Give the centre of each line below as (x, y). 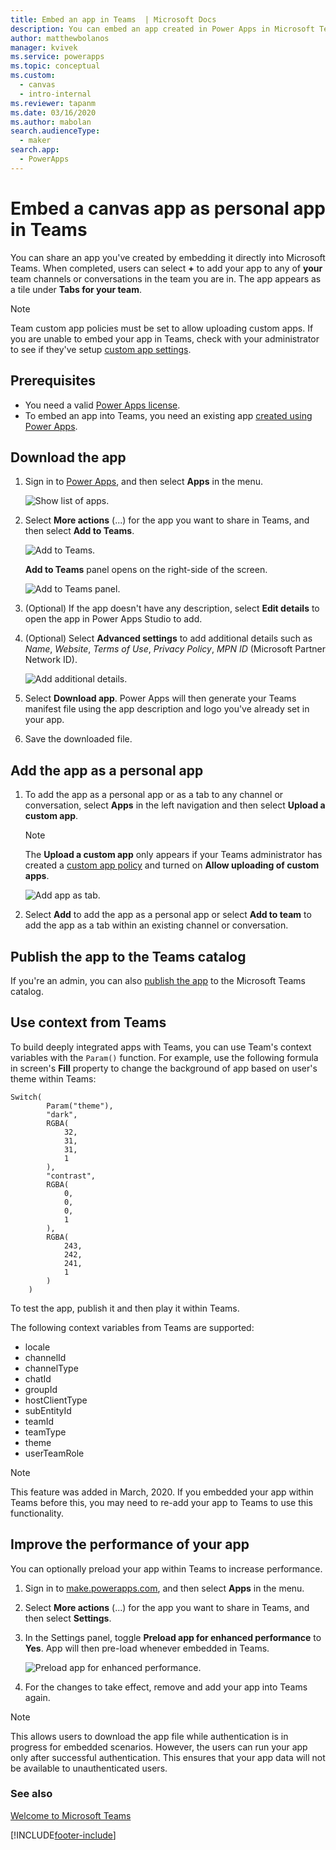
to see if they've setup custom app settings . (101, 349)
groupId (41, 1389)
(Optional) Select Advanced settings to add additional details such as (168, 638)
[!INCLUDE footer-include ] (63, 1835)
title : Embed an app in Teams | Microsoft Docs (113, 19)
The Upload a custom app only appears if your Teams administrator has (173, 855)
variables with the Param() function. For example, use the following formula (164, 1057)
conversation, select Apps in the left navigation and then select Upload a (175, 805)
